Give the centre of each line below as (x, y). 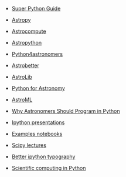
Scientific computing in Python (49, 168)
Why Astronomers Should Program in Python (66, 111)
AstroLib (22, 77)
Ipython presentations (38, 122)
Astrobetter (25, 65)
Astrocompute (29, 31)
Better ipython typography (43, 156)
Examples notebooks (37, 134)
